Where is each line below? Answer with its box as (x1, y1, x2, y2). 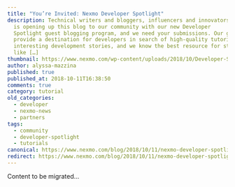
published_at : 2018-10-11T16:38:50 (7, 75, 111, 82)
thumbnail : (7, 56, 39, 63)
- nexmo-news (13, 107, 52, 114)
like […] (13, 50, 39, 57)
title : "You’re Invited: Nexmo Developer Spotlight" (7, 10, 164, 17)
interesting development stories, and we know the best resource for (13, 43, 220, 50)
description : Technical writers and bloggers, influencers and (7, 17, 196, 24)
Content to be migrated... (7, 172, 80, 180)
